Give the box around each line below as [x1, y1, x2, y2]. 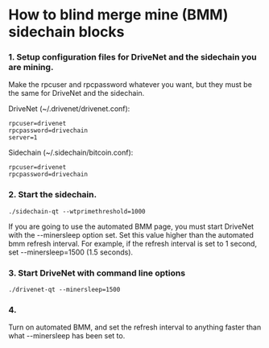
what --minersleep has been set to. [8, 331, 126, 341]
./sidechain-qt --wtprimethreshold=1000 [8, 207, 147, 215]
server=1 [8, 134, 38, 142]
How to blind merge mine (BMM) [8, 6, 229, 24]
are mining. [8, 62, 54, 73]
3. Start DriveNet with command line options [8, 267, 186, 279]
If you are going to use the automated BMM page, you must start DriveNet [8, 222, 255, 231]
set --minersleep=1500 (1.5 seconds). [8, 247, 134, 257]
